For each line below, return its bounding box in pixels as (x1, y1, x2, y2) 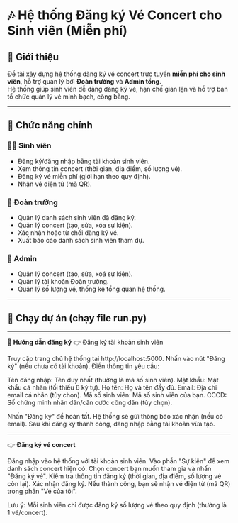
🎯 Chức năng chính (7, 119, 93, 131)
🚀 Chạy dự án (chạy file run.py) (7, 312, 147, 324)
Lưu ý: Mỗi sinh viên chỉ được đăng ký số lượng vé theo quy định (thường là (7, 501, 227, 510)
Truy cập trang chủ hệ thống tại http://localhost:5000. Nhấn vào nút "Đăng (7, 355, 225, 363)
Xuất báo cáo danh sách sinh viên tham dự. (17, 236, 144, 244)
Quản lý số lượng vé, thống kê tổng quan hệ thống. (17, 285, 166, 294)
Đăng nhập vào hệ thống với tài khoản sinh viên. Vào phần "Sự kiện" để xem (7, 457, 230, 466)
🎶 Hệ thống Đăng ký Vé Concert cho (7, 7, 222, 23)
